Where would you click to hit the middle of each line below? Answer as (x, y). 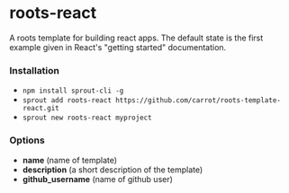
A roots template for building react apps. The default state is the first (136, 38)
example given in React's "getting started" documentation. (118, 47)
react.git (41, 109)
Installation (35, 70)
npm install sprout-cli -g (73, 91)
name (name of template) (70, 160)
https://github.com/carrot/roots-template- (198, 101)
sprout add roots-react (67, 101)
